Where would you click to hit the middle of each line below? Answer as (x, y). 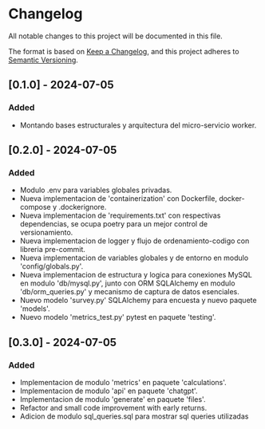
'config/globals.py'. (51, 266)
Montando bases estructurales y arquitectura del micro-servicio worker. (138, 125)
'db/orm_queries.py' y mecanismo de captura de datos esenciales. (129, 292)
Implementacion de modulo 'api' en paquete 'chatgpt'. (109, 391)
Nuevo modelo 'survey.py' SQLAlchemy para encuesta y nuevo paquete (138, 301)
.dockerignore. (83, 207)
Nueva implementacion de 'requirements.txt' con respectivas (120, 215)
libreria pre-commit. (53, 250)
